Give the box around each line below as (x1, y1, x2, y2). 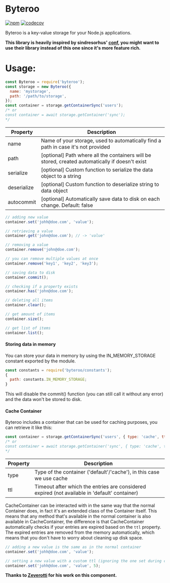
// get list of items (5, 325, 51, 331)
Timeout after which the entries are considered (34, 483, 146, 490)
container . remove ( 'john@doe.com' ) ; (5, 247, 80, 252)
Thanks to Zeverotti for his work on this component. (5, 572, 117, 578)
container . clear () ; (5, 303, 47, 308)
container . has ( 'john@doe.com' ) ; (5, 288, 73, 294)
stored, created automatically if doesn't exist (41, 158, 147, 165)
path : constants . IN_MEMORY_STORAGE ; (10, 377, 87, 382)
